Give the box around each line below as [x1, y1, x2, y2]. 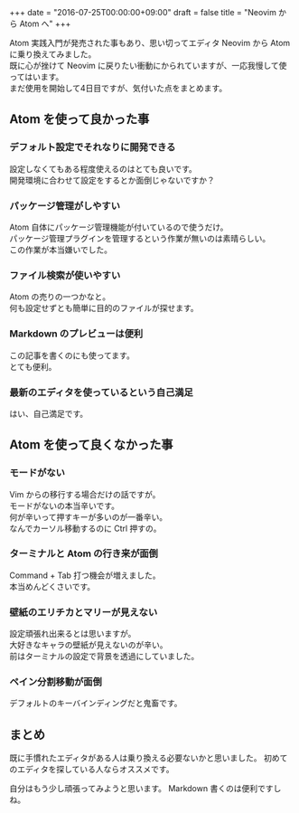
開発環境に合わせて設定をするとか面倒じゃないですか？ [9, 175, 215, 185]
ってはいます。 [9, 71, 64, 82]
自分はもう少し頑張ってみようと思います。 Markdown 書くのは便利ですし [9, 783, 282, 794]
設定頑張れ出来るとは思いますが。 [9, 629, 136, 639]
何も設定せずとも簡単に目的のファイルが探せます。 [9, 303, 199, 314]
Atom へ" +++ [19, 18, 71, 29]
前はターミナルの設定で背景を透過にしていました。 [9, 651, 200, 662]
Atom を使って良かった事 [9, 111, 150, 128]
